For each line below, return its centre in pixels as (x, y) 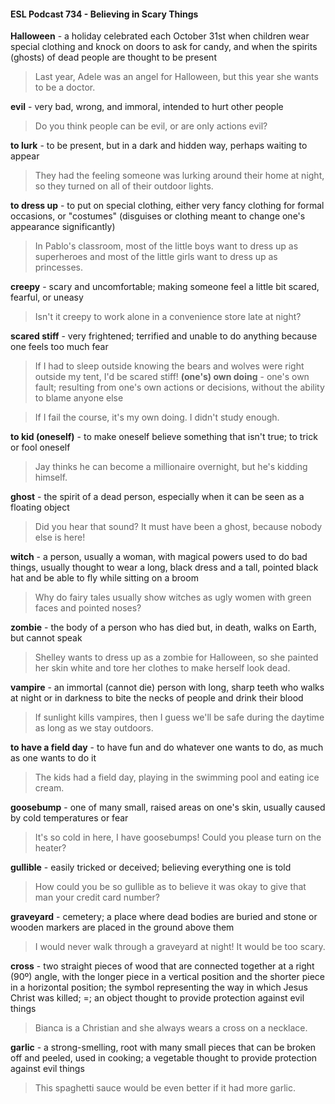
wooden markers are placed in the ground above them (122, 927)
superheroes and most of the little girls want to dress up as (156, 257)
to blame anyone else (79, 398)
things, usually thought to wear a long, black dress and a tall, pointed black (164, 567)
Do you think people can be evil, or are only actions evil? (151, 126)
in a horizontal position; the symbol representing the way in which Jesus (159, 987)
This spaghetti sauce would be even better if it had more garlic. (165, 1088)
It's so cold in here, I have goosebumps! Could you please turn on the (178, 837)
